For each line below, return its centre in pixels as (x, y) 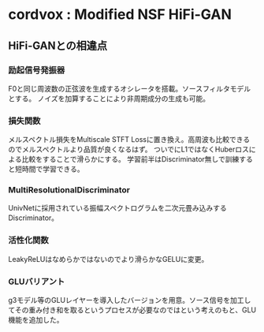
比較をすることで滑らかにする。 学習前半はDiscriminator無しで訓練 (130, 159)
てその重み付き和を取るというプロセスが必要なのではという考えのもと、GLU (132, 310)
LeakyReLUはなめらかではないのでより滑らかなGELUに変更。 (108, 259)
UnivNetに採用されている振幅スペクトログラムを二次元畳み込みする (117, 208)
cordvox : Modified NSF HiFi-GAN (120, 15)
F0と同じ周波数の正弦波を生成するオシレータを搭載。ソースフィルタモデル (130, 88)
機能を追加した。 (36, 320)
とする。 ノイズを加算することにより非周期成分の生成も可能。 (109, 98)
